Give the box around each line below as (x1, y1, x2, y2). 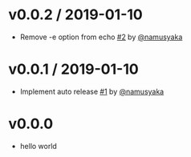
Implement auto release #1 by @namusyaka (19, 87, 165, 96)
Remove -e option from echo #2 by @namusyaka (19, 32, 183, 42)
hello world (19, 141, 58, 151)
